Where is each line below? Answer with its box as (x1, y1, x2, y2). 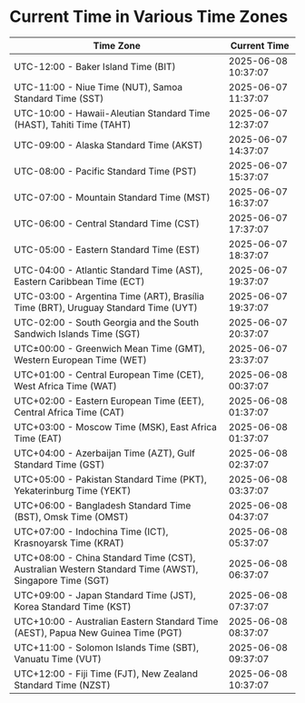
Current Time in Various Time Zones (9, 6, 289, 27)
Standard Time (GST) (14, 457, 105, 470)
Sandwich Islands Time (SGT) (14, 327, 141, 340)
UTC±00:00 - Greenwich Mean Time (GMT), (14, 342, 206, 355)
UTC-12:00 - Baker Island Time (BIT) (14, 60, 176, 73)
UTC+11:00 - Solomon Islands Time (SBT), (14, 641, 200, 654)
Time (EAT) (14, 432, 62, 445)
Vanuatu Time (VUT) (14, 652, 102, 665)
